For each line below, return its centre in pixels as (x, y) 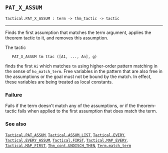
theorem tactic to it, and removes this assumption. (57, 37)
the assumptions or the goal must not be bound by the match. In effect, (78, 76)
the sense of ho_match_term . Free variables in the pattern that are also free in (84, 71)
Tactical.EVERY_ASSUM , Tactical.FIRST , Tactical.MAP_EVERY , (67, 140)
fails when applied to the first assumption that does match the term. (87, 111)
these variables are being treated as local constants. (59, 81)
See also (16, 124)
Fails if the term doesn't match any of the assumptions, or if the (70, 106)
